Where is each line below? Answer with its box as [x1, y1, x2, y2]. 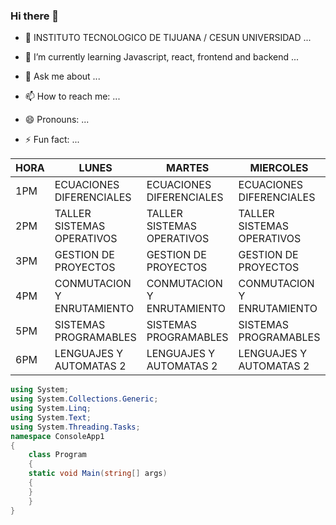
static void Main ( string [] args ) [28, 469, 168, 479]
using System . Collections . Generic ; [10, 394, 159, 404]
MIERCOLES [249, 161, 309, 175]
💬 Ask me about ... [24, 70, 101, 83]
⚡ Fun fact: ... [24, 134, 80, 146]
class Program [28, 450, 87, 460]
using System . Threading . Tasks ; [10, 422, 141, 432]
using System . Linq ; [10, 404, 92, 414]
